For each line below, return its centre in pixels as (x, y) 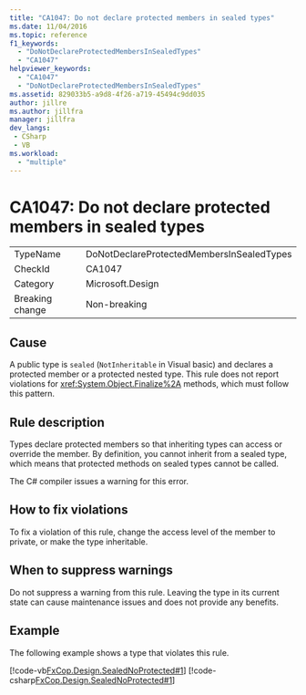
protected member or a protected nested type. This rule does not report (144, 374)
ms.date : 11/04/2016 (49, 26)
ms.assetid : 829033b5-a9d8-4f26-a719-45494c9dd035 (107, 94)
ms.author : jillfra (46, 111)
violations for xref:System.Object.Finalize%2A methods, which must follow (149, 384)
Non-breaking (116, 305)
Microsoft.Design (122, 284)
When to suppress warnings (91, 571)
